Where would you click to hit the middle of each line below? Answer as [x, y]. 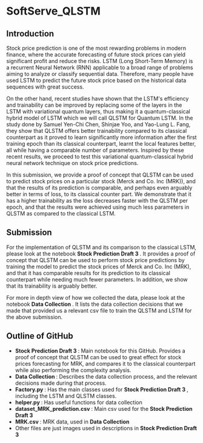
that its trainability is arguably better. [52, 286]
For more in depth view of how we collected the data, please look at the [96, 297]
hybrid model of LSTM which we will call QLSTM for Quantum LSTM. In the [100, 118]
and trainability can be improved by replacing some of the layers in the [94, 105]
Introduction [30, 34]
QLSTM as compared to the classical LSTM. [61, 213]
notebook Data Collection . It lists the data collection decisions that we [95, 304]
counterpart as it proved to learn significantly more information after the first [101, 137]
